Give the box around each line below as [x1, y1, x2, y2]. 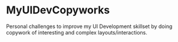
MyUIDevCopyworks [6, 3, 110, 17]
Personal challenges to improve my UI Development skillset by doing [6, 23, 173, 30]
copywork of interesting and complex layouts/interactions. [6, 29, 147, 36]
